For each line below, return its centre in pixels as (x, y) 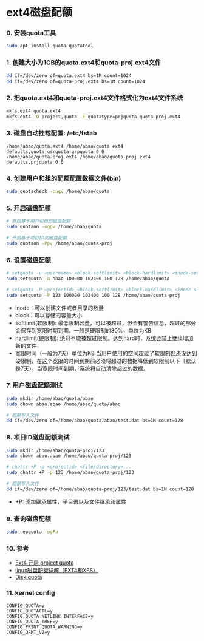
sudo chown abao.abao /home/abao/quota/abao (63, 404)
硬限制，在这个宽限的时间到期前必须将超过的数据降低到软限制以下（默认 (105, 361)
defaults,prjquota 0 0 (35, 162)
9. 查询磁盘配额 (29, 518)
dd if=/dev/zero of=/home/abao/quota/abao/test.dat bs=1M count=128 (95, 421)
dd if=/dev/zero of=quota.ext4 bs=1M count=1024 (69, 76)
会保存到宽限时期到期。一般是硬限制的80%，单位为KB (83, 330)
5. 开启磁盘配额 (29, 208)
